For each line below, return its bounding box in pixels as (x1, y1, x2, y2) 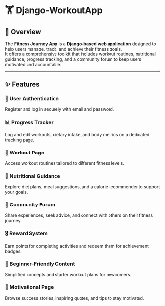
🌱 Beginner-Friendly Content (5, 260, 75, 267)
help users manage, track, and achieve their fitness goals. (5, 46, 122, 51)
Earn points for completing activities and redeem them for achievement (5, 243, 149, 249)
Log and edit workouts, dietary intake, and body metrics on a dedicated (5, 131, 150, 137)
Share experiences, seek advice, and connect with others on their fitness (5, 212, 153, 218)
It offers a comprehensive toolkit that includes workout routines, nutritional (5, 51, 156, 57)
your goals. (5, 189, 28, 195)
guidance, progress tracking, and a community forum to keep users (5, 56, 141, 62)
